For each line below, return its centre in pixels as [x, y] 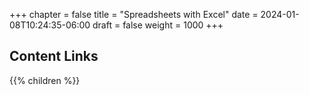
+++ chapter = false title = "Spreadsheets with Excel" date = [134, 14]
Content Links [54, 56]
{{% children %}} [45, 80]
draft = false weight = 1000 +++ [158, 25]
